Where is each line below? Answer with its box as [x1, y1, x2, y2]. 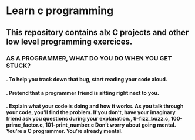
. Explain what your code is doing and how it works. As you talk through [6, 103, 184, 110]
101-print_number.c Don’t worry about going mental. [45, 121, 176, 128]
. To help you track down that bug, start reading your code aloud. [6, 76, 168, 83]
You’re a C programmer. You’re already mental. [6, 128, 123, 135]
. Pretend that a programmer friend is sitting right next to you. [6, 89, 160, 96]
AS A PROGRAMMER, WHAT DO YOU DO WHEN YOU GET [6, 54, 172, 62]
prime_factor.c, [6, 121, 45, 128]
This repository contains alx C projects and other [6, 28, 189, 37]
